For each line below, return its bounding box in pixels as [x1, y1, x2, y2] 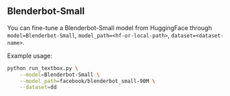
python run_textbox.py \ [7, 64, 79, 71]
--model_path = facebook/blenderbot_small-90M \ [19, 77, 156, 84]
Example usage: [7, 51, 53, 60]
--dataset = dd [19, 84, 57, 91]
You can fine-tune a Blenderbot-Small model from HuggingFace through [7, 23, 212, 32]
